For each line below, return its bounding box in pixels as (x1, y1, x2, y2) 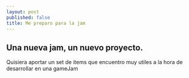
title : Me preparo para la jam (6, 20, 86, 26)
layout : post (6, 8, 40, 15)
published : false (6, 15, 50, 21)
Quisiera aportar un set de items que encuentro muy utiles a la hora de (6, 59, 184, 66)
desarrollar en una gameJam (6, 65, 78, 73)
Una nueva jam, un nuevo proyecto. (6, 42, 143, 53)
